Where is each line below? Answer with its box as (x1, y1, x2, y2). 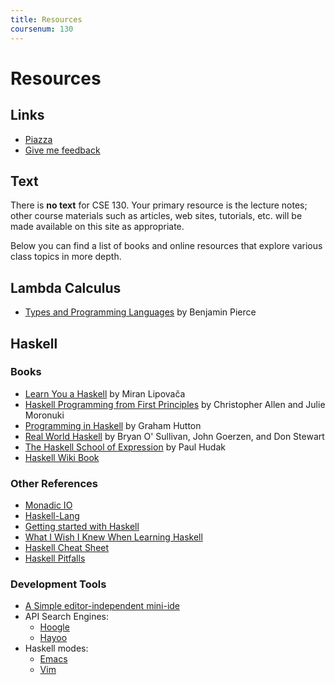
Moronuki (24, 409, 65, 421)
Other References (10, 476, 99, 490)
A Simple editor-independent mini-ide (24, 600, 181, 612)
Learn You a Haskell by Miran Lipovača (24, 387, 186, 400)
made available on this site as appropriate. (10, 221, 185, 233)
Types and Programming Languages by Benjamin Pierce (24, 306, 257, 318)
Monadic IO (24, 499, 73, 511)
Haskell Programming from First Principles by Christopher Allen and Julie (24, 398, 326, 410)
